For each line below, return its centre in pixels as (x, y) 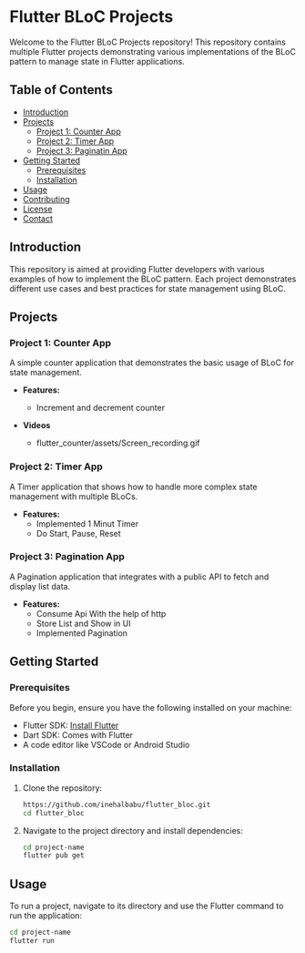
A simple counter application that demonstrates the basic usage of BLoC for (152, 363)
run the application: (46, 916)
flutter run (32, 941)
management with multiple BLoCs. (74, 496)
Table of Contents (61, 90)
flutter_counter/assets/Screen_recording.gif (118, 443)
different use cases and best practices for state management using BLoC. (148, 288)
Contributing (46, 199)
